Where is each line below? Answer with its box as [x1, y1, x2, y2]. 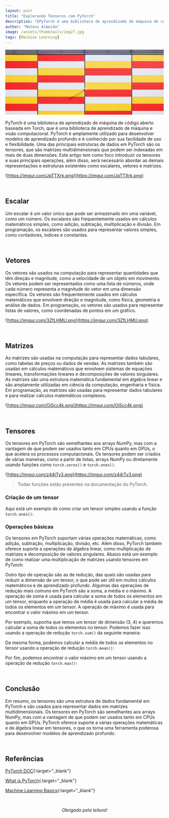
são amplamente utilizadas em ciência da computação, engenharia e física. [5, 382, 161, 388]
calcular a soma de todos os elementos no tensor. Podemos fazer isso [5, 624, 151, 630]
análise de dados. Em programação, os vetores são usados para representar [5, 302, 163, 308]
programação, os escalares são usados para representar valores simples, [5, 226, 157, 233]
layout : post [5, 8, 33, 13]
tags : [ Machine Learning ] [5, 35, 59, 40]
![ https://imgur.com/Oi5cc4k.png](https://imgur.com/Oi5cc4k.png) [5, 402, 143, 408]
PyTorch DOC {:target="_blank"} [5, 768, 71, 774]
